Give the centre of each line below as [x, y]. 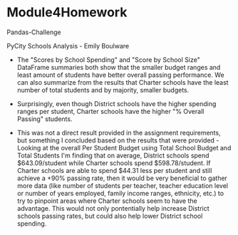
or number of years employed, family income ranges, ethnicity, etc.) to [120, 193]
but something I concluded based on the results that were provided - [118, 140]
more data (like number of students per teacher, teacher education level [123, 185]
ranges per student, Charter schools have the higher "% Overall [110, 111]
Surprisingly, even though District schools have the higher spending [117, 103]
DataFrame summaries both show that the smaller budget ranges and [119, 67]
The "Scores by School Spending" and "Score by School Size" [108, 59]
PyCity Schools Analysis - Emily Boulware [68, 46]
